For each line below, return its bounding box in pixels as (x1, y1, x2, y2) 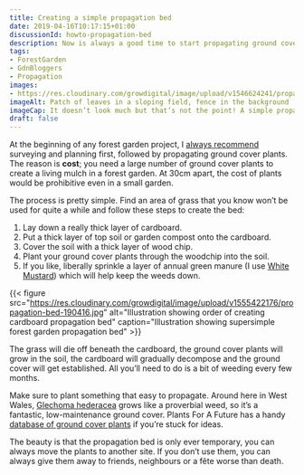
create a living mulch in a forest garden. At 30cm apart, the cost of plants (9, 168, 282, 179)
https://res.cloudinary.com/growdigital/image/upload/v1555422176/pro (30, 298, 294, 309)
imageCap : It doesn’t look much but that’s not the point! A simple (9, 106, 273, 115)
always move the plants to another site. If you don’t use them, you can (9, 446, 271, 457)
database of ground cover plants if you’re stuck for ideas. (9, 419, 223, 430)
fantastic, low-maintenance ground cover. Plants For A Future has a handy (9, 409, 286, 421)
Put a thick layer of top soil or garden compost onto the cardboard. (22, 232, 271, 242)
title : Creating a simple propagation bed (9, 13, 172, 23)
